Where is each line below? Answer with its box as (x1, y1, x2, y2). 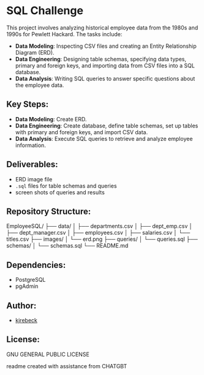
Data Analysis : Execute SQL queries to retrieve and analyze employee (15, 135, 193, 142)
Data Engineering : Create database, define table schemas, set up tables (15, 122, 198, 129)
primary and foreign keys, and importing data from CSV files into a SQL (15, 62, 195, 69)
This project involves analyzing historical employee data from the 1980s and (6, 24, 198, 31)
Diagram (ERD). (15, 48, 55, 56)
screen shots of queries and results (15, 188, 105, 196)
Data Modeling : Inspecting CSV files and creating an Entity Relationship (15, 42, 197, 50)
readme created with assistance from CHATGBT (6, 362, 127, 369)
